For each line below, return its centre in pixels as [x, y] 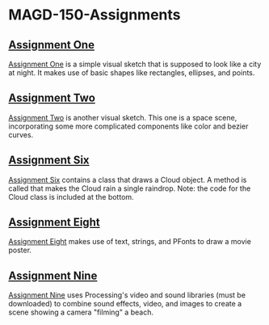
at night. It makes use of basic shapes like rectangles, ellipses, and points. [132, 73]
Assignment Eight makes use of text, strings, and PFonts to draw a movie [130, 242]
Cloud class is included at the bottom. [71, 196]
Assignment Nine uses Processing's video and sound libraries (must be [127, 295]
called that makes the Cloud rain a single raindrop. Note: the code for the [130, 188]
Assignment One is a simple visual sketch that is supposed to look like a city [135, 64]
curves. [21, 134]
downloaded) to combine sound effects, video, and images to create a [125, 304]
